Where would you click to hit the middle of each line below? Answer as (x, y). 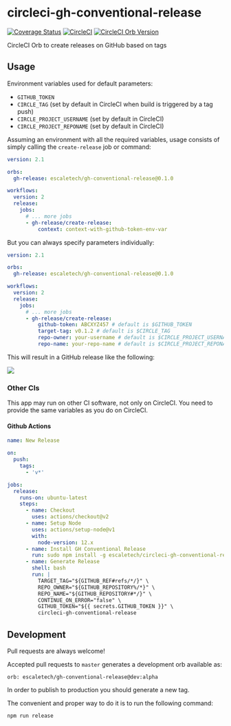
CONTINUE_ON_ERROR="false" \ (79, 600)
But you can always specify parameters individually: (81, 242)
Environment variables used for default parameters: (80, 83)
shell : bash (49, 568)
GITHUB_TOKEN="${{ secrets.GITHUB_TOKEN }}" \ (106, 607)
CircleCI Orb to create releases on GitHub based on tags (87, 45)
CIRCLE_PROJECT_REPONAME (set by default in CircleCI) (90, 126)
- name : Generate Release (62, 562)
